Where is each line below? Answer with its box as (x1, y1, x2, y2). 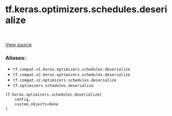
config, (14, 97, 31, 102)
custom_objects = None (14, 101, 59, 107)
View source (5, 41, 32, 48)
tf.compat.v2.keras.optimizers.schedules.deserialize (12, 73, 130, 78)
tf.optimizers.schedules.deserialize (12, 83, 94, 88)
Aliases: (5, 54, 27, 61)
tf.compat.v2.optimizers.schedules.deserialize (12, 78, 117, 83)
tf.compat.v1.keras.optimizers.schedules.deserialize (12, 67, 130, 72)
